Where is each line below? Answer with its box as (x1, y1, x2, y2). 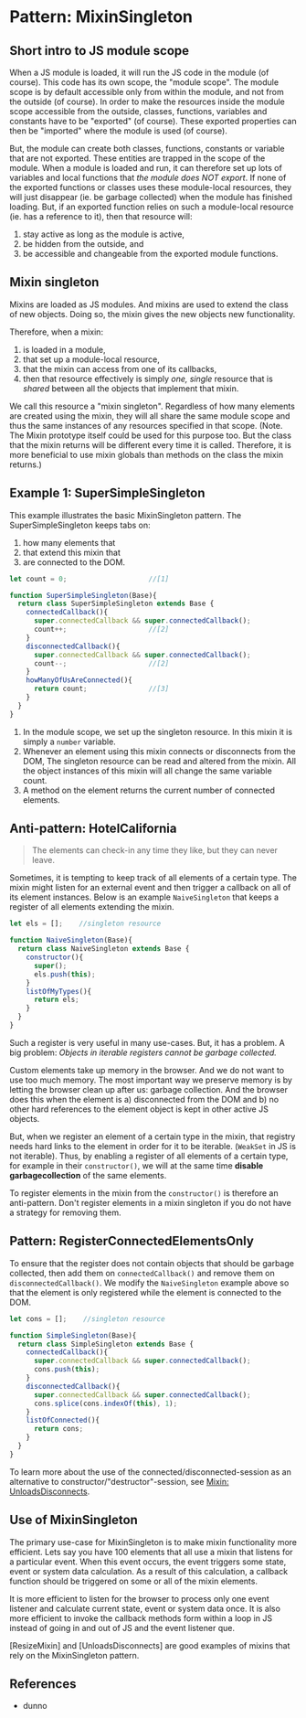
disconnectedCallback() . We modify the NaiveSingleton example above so (9, 1277, 290, 1288)
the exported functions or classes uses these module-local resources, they (9, 182, 292, 193)
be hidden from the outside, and (22, 239, 144, 249)
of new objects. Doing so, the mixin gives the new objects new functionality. (9, 308, 296, 319)
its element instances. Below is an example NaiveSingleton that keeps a (9, 891, 280, 902)
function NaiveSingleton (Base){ (9, 935, 132, 945)
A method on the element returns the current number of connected (22, 784, 276, 795)
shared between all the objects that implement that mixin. (22, 382, 239, 394)
